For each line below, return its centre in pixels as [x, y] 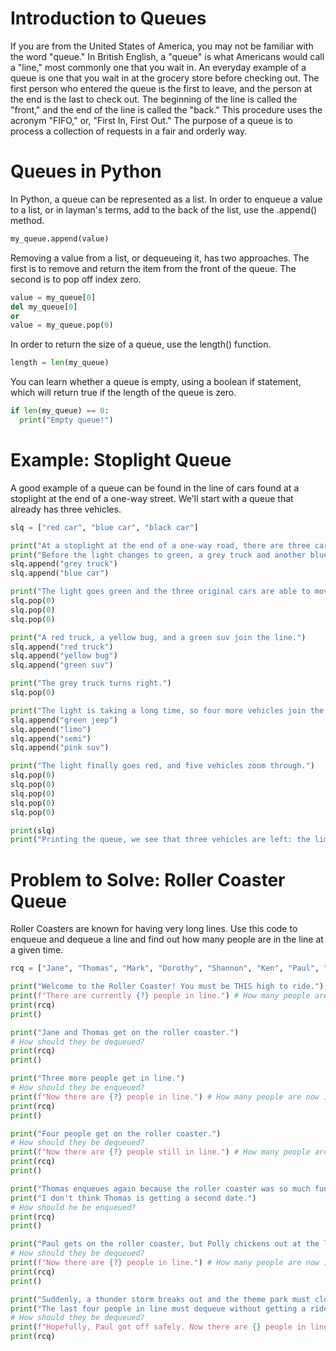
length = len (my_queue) [60, 363]
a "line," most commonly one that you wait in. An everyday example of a [158, 67]
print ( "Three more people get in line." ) [98, 1078]
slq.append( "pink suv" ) [60, 748]
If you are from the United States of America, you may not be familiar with [162, 46]
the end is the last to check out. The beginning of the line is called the [154, 99]
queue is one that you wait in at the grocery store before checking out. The [165, 78]
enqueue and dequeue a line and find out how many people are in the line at [167, 939]
